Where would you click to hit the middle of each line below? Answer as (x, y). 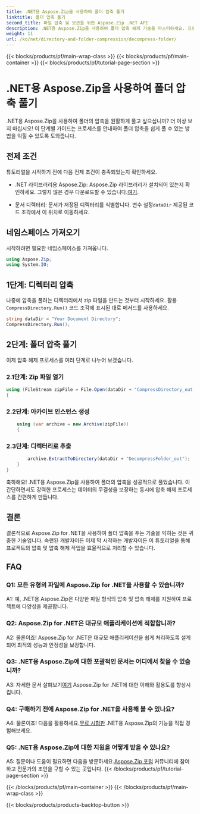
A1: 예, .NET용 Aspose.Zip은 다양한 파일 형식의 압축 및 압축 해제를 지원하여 (93, 599)
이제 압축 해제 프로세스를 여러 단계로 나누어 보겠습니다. (70, 360)
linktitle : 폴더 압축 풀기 (36, 17)
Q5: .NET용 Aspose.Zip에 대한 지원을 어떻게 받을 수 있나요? (88, 747)
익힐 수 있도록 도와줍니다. (46, 136)
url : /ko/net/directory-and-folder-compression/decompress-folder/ (92, 39)
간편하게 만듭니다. (38, 497)
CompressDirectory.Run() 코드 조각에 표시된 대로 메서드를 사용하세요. (88, 308)
